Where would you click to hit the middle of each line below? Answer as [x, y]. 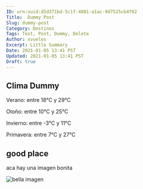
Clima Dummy [33, 86]
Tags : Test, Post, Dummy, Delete [48, 34]
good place [27, 154]
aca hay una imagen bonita [39, 168]
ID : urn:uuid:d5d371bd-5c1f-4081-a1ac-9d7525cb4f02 [71, 12]
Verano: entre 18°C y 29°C [39, 100]
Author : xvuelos [26, 39]
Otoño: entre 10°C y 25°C [37, 111]
